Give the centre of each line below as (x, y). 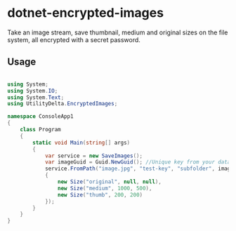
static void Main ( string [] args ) (81, 143)
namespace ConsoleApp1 (40, 117)
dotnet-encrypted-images (85, 13)
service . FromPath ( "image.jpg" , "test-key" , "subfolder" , (130, 169)
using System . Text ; (36, 97)
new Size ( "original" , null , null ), (109, 182)
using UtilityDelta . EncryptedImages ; (63, 104)
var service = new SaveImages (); (93, 156)
